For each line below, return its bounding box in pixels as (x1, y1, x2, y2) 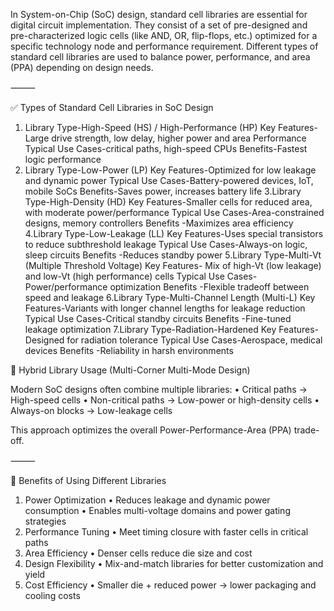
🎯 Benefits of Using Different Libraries (10, 475, 167, 486)
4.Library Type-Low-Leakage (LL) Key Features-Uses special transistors (24, 228, 324, 239)
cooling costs (24, 590, 81, 601)
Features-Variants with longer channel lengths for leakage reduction (24, 302, 306, 314)
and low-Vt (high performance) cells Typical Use (24, 270, 225, 282)
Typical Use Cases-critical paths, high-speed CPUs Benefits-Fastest (24, 143, 308, 154)
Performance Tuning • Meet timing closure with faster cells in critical (24, 526, 309, 538)
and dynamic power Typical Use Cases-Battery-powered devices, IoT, (24, 175, 314, 186)
